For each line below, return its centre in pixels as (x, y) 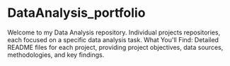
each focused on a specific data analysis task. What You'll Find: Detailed (113, 39)
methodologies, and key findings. (56, 55)
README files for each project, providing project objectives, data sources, (115, 47)
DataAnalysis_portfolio (76, 13)
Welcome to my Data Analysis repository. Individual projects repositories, (114, 32)
